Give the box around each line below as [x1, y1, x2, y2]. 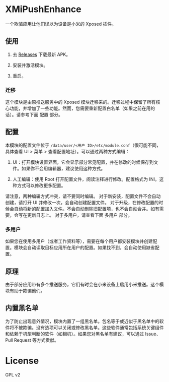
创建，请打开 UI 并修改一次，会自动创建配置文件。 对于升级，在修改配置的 [5, 199, 159, 205]
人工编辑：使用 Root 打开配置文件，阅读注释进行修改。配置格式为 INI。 [12, 176, 159, 182]
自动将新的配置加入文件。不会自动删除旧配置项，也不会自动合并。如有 [14, 206, 159, 212]
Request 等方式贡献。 [14, 337, 59, 343]
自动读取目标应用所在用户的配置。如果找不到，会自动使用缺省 [27, 244, 155, 250]
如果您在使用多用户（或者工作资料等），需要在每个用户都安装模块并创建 [5, 238, 153, 244]
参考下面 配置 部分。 [20, 112, 63, 118]
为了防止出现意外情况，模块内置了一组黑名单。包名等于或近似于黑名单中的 [5, 318, 159, 324]
